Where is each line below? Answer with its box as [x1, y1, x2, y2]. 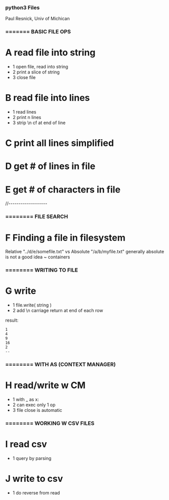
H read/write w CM [5, 379, 86, 391]
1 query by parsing [12, 455, 52, 461]
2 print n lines [12, 114, 41, 121]
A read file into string [5, 47, 96, 58]
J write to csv [5, 473, 63, 485]
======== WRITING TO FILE [5, 266, 78, 274]
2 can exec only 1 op [12, 402, 56, 408]
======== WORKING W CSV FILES [5, 419, 95, 427]
